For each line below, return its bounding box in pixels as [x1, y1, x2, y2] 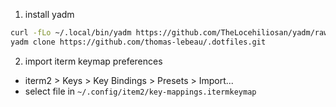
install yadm [24, 9, 75, 20]
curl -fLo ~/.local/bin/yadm [10, 28, 132, 38]
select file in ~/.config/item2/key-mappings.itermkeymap [24, 85, 257, 97]
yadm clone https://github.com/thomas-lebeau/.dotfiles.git [10, 37, 267, 47]
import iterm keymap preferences [24, 55, 163, 67]
